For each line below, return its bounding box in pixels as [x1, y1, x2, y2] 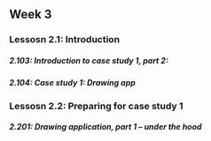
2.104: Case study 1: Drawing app [9, 78, 136, 88]
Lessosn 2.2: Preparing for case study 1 [9, 100, 184, 112]
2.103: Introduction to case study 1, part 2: [9, 55, 168, 65]
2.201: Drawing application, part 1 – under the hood [9, 122, 202, 132]
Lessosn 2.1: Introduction [9, 33, 121, 46]
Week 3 [9, 7, 52, 22]
